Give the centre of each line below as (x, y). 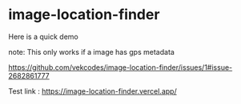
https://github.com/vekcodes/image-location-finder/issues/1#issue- (120, 67)
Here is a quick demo (43, 37)
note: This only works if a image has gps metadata (91, 52)
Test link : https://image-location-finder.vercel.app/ (93, 91)
